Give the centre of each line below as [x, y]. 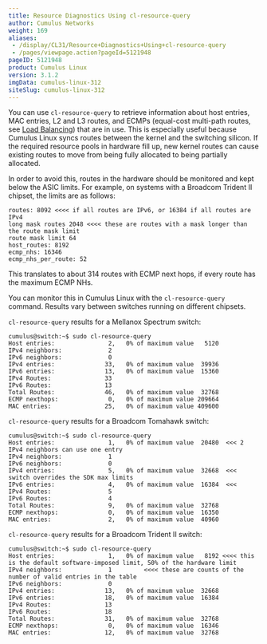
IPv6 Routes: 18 [60, 612]
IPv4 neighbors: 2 [60, 351]
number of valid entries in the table [73, 577]
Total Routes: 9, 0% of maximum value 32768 [114, 506]
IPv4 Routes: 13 [60, 605]
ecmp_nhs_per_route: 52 [48, 259]
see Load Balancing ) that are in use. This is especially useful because [123, 129]
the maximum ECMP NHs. [51, 282]
